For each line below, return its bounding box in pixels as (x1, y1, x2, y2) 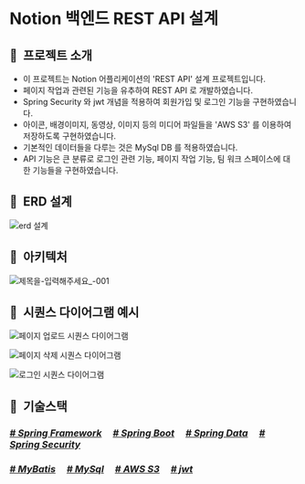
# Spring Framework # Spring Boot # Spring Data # (9, 426, 266, 439)
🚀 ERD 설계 (9, 194, 73, 210)
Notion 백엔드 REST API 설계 (9, 8, 219, 29)
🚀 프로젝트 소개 (9, 47, 93, 63)
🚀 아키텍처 (9, 249, 68, 265)
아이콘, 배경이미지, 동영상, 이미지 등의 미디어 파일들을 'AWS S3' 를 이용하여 (22, 120, 292, 130)
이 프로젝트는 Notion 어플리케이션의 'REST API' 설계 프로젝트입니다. (22, 74, 267, 84)
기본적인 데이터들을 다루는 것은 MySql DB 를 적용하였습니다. (22, 142, 238, 153)
